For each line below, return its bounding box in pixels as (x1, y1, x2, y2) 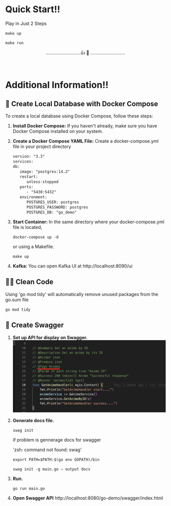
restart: (19, 174, 38, 179)
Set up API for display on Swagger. (12, 334, 88, 340)
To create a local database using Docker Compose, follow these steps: (5, 113, 154, 119)
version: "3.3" (12, 154, 45, 159)
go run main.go (12, 486, 45, 491)
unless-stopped (26, 179, 59, 184)
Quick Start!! (5, 4, 61, 15)
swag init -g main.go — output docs (12, 466, 91, 471)
